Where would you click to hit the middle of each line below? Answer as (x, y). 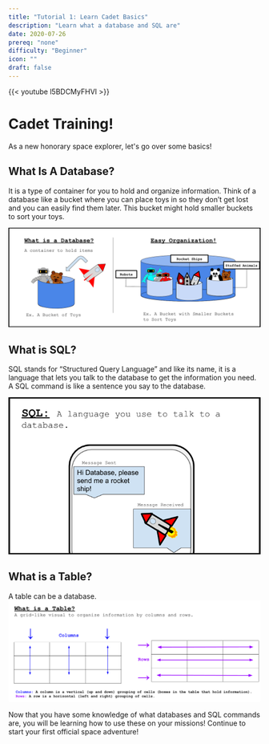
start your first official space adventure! (73, 732)
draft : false (30, 68)
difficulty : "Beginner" (48, 51)
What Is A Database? (61, 171)
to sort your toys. (36, 216)
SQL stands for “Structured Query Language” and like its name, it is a (122, 369)
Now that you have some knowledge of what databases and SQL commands (134, 715)
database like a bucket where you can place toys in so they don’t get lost (128, 199)
